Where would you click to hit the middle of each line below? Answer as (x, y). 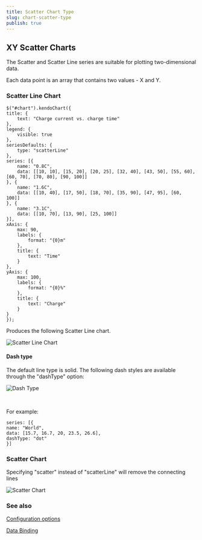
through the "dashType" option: (45, 376)
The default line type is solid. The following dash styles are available (91, 370)
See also (19, 506)
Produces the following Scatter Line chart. (58, 331)
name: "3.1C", (35, 209)
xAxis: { (17, 225)
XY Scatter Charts (41, 47)
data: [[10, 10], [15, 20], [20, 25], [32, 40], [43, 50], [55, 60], (106, 172)
